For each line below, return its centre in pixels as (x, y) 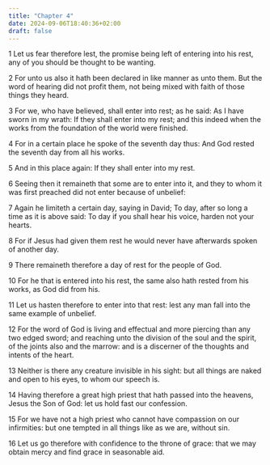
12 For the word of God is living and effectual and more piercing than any (129, 329)
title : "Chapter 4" (41, 16)
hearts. (20, 225)
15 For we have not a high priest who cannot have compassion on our (124, 419)
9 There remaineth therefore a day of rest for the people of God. (115, 265)
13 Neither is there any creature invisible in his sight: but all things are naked (135, 371)
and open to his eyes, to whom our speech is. (84, 379)
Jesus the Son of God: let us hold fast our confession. (98, 404)
